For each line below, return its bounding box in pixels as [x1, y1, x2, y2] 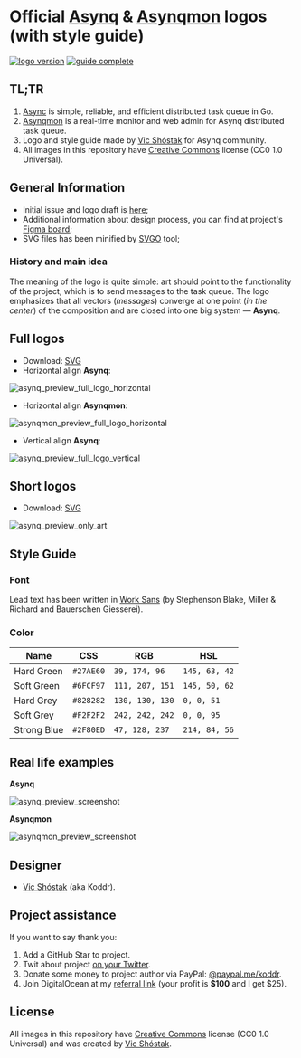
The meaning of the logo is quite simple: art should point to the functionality [9, 276, 292, 287]
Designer [9, 857, 62, 872]
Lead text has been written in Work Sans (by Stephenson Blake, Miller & [9, 595, 277, 605]
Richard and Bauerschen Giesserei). [9, 604, 144, 615]
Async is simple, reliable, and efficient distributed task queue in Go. [22, 106, 274, 117]
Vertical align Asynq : [22, 434, 101, 445]
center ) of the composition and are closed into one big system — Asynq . [9, 305, 281, 316]
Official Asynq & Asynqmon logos [9, 6, 268, 27]
